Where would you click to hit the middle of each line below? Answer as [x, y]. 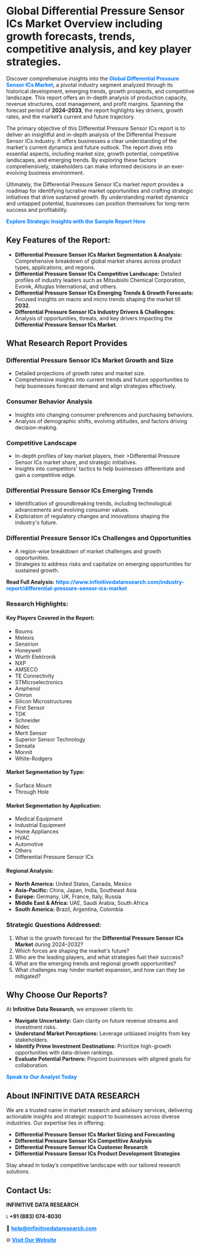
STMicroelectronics [39, 682]
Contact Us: [29, 1190]
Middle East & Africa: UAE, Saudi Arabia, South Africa [81, 903]
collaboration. [32, 1065]
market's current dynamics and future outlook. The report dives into [90, 147]
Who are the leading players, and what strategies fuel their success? [99, 957]
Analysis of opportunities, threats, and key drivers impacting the [94, 318]
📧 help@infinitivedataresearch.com [51, 1229]
